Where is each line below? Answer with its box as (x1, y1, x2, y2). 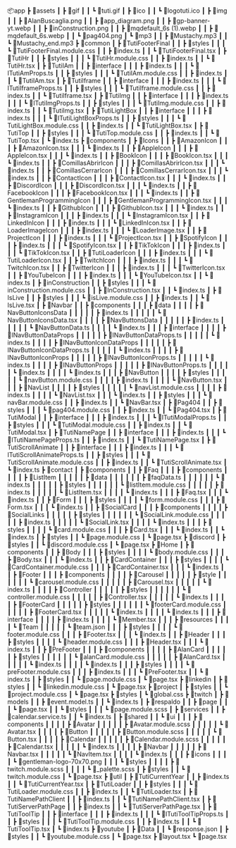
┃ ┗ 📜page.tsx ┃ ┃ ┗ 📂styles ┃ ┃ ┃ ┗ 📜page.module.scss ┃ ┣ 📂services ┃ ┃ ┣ (7, 705, 225, 713)
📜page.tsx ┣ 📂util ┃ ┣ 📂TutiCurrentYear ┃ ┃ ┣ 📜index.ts (73, 773, 230, 780)
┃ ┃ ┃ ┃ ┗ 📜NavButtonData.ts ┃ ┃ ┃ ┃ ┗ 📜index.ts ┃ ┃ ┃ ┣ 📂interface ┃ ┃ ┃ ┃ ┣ (7, 323, 227, 332)
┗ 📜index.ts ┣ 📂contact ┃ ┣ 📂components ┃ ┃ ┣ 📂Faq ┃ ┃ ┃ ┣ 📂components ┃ (7, 466, 228, 474)
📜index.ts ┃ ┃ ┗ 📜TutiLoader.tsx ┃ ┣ (91, 787, 192, 795)
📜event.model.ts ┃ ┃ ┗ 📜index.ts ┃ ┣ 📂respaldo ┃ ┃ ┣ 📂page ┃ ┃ (46, 697, 229, 706)
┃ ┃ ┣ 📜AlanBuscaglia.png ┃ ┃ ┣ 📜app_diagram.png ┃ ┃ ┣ (7, 17, 171, 25)
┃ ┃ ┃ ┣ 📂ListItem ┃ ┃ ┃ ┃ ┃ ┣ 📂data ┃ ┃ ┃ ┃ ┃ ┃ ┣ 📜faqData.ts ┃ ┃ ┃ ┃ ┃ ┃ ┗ (7, 473, 220, 481)
